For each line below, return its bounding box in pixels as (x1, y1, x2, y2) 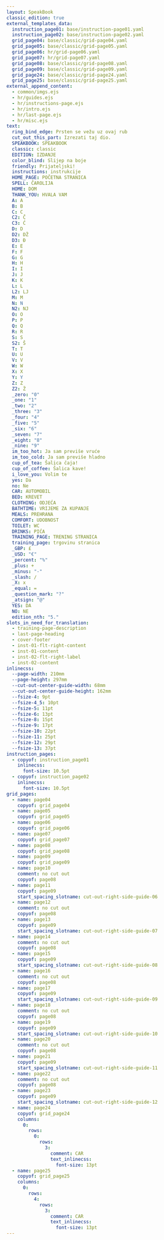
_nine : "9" (12, 443, 40, 449)
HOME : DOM (12, 186, 37, 192)
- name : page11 (12, 882, 51, 888)
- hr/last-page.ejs (12, 112, 62, 118)
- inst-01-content (12, 648, 60, 654)
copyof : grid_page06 (17, 825, 70, 831)
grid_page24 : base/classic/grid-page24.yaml (12, 72, 128, 78)
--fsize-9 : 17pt (12, 723, 53, 729)
